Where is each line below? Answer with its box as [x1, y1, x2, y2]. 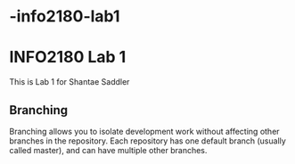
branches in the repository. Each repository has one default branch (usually [9, 135, 287, 146]
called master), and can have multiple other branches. [9, 144, 208, 155]
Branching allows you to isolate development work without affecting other [9, 126, 280, 136]
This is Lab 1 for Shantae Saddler [9, 77, 130, 87]
